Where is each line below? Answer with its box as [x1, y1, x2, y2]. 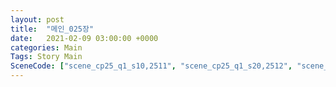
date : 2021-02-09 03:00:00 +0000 [10, 33, 159, 43]
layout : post [10, 14, 65, 25]
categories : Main [10, 42, 83, 53]
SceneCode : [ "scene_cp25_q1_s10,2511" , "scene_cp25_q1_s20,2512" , [10, 61, 293, 71]
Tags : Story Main [10, 52, 83, 62]
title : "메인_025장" [10, 24, 95, 34]
